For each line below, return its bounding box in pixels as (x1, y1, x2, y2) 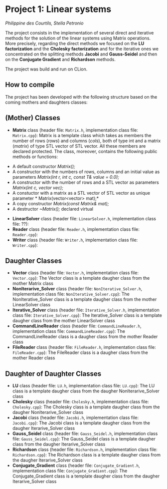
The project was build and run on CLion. (5, 66, 88, 72)
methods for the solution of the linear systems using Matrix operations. (5, 35, 151, 41)
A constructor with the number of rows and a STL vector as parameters (12, 179, 160, 185)
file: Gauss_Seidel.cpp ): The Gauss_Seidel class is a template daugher (12, 436, 156, 442)
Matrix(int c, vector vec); (12, 184, 63, 191)
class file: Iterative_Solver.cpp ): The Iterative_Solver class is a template (12, 312, 162, 318)
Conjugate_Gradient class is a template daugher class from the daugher (12, 473, 160, 479)
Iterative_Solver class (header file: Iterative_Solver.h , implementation (12, 307, 160, 313)
